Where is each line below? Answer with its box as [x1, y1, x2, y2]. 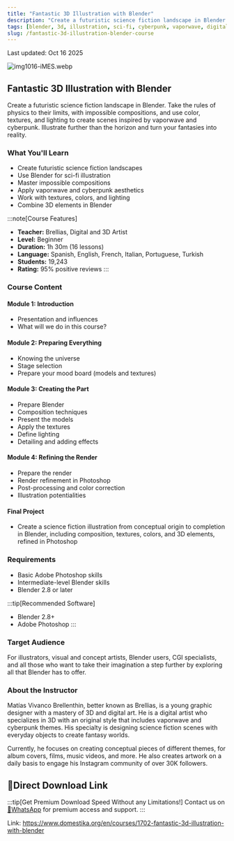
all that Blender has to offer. [7, 667, 87, 676]
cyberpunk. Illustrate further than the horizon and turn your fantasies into [7, 123, 217, 132]
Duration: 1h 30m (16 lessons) [17, 243, 104, 251]
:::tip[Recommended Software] [7, 599, 95, 607]
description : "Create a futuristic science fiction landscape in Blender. [7, 17, 229, 24]
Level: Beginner [17, 235, 63, 244]
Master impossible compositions [17, 179, 111, 187]
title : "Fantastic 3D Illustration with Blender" [7, 10, 155, 17]
